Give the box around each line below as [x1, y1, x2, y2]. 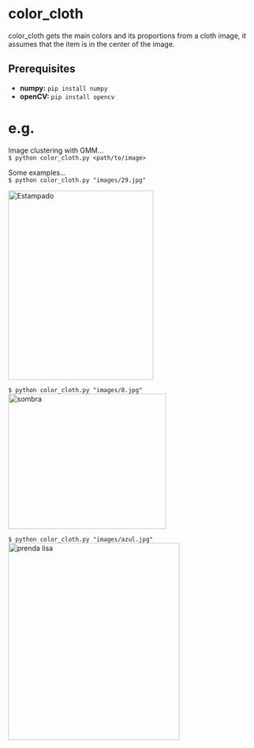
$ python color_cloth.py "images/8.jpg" [8, 386, 144, 394]
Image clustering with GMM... [8, 145, 104, 155]
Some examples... [8, 168, 66, 177]
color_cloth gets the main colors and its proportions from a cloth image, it [8, 31, 247, 40]
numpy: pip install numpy [19, 83, 108, 93]
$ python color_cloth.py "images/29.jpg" [8, 176, 147, 184]
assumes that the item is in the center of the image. [8, 39, 175, 48]
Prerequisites [8, 62, 76, 76]
